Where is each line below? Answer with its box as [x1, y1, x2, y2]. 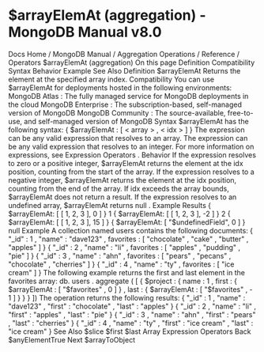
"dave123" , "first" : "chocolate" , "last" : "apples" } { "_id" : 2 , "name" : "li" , [8, 301, 257, 311]
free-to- [227, 108, 255, 117]
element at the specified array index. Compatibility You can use [8, 74, 215, 84]
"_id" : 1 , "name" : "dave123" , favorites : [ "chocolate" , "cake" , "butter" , [8, 234, 249, 244]
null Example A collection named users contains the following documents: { [8, 225, 254, 235]
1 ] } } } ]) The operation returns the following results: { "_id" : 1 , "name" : [8, 293, 246, 302]
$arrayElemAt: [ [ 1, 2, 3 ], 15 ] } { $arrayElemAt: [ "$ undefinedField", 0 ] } [8, 217, 246, 227]
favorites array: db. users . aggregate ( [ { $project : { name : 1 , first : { [8, 276, 237, 286]
